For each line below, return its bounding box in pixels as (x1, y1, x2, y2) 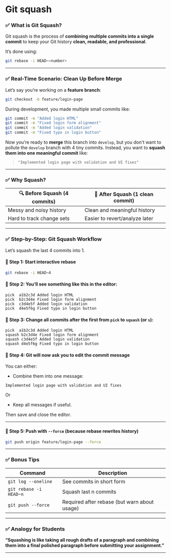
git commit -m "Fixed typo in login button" (5, 130, 101, 135)
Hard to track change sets (8, 215, 70, 222)
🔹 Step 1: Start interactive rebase (5, 259, 76, 265)
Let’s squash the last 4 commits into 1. (5, 247, 85, 253)
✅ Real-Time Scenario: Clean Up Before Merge (5, 75, 122, 82)
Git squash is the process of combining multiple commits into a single (5, 33, 154, 39)
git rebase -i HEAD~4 (5, 270, 51, 275)
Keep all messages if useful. (12, 402, 72, 408)
